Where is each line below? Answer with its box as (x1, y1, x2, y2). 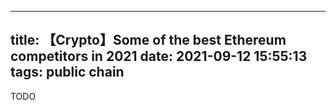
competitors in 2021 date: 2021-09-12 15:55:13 (10, 48, 308, 65)
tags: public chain (10, 64, 125, 81)
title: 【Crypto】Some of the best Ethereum (10, 32, 287, 49)
